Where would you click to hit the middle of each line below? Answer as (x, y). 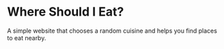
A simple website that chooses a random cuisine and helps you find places (112, 31)
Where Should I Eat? (66, 12)
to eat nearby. (27, 37)
